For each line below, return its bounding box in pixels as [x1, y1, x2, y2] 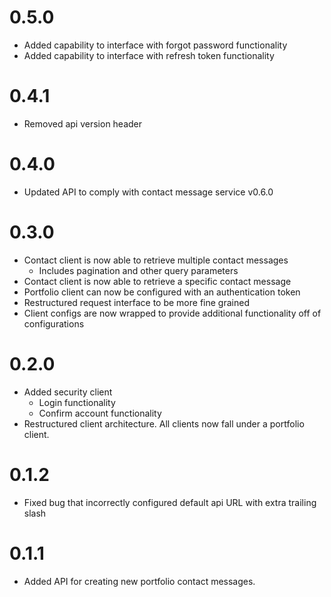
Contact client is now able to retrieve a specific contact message [23, 275, 292, 287]
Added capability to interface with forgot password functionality [23, 39, 288, 51]
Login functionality [38, 396, 116, 408]
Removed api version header [23, 117, 143, 130]
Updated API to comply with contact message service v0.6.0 [23, 186, 274, 198]
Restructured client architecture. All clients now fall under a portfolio [23, 417, 305, 430]
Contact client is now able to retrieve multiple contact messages [23, 254, 289, 266]
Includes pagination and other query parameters [38, 264, 239, 276]
